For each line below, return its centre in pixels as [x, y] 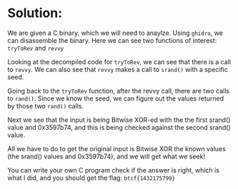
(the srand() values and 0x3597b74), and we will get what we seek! [106, 156]
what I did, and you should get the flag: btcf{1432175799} [91, 178]
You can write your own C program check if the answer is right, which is [114, 170]
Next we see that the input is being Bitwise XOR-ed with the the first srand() [119, 120]
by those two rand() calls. [46, 106]
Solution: [35, 13]
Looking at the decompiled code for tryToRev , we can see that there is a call [119, 61]
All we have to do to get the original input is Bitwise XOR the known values [117, 148]
